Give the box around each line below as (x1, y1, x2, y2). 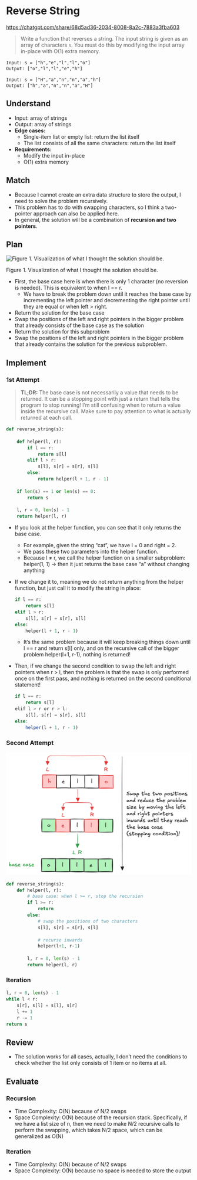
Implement (6, 358, 46, 368)
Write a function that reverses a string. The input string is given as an (20, 35, 188, 42)
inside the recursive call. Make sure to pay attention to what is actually (20, 408, 191, 415)
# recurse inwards (37, 937, 83, 943)
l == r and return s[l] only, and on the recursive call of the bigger (23, 645, 179, 652)
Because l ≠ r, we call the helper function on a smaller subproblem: (23, 554, 186, 561)
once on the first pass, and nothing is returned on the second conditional (14, 675, 192, 682)
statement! (14, 681, 41, 688)
